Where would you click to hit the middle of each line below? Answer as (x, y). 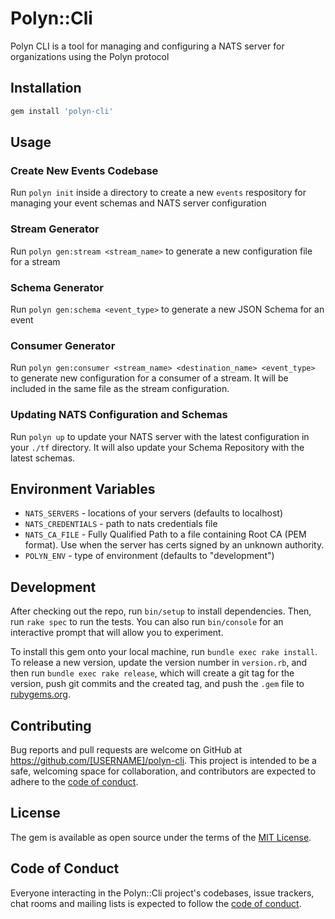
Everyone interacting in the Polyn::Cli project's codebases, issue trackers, (162, 893)
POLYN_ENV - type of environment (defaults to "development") (149, 556)
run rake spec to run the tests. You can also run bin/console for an (147, 622)
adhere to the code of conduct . (74, 781)
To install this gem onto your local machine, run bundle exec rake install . (164, 652)
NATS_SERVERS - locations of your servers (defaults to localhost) (153, 513)
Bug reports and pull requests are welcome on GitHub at (126, 749)
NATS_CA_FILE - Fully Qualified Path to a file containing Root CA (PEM (165, 534)
